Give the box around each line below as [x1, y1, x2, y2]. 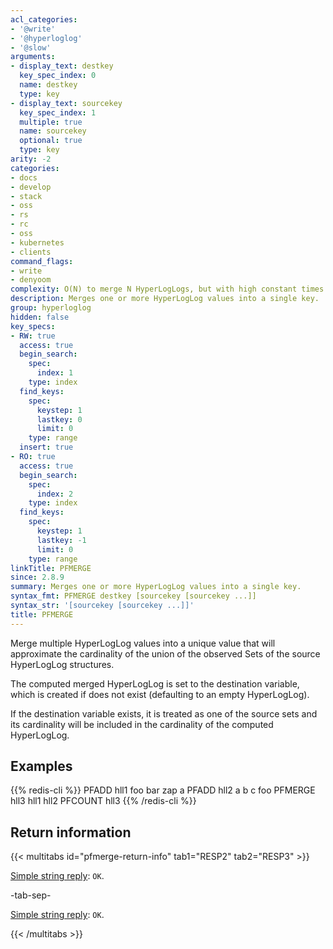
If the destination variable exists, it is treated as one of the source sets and [10, 707, 318, 720]
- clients [10, 247, 52, 257]
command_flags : [10, 256, 74, 266]
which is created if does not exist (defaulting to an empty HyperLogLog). [10, 688, 310, 700]
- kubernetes [10, 237, 65, 248]
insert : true [19, 442, 74, 453]
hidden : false [10, 312, 70, 322]
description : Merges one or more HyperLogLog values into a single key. [10, 294, 320, 304]
